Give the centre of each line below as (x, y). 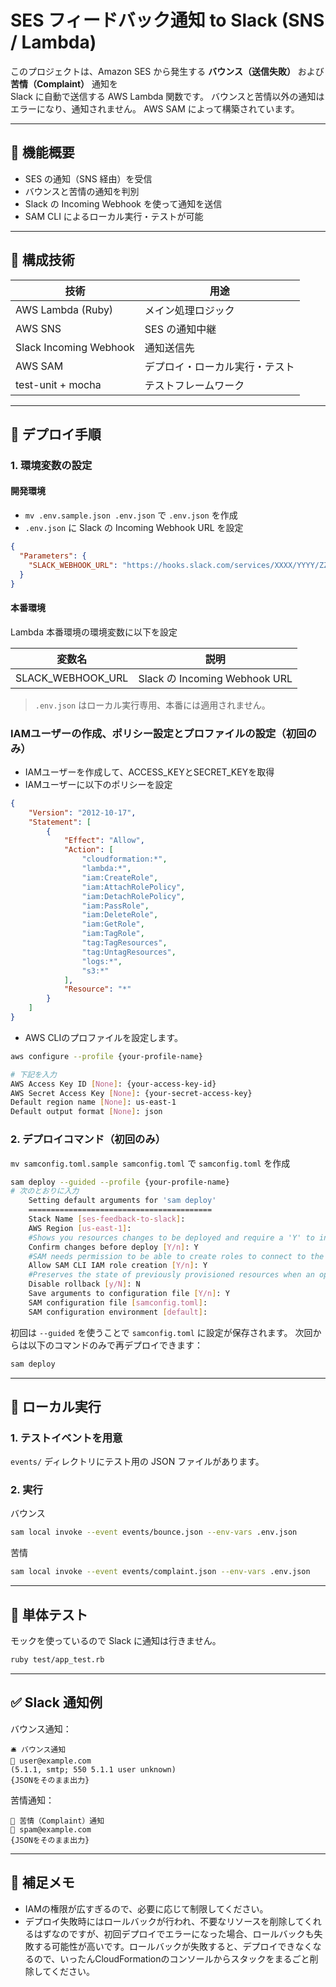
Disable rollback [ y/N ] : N (84, 1284)
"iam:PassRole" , (115, 906)
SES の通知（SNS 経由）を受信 (88, 178)
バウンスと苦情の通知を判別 (82, 191)
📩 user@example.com (51, 1761)
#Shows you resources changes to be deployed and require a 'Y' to (171, 1237)
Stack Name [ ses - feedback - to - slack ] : (107, 1219)
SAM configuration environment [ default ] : (118, 1312)
